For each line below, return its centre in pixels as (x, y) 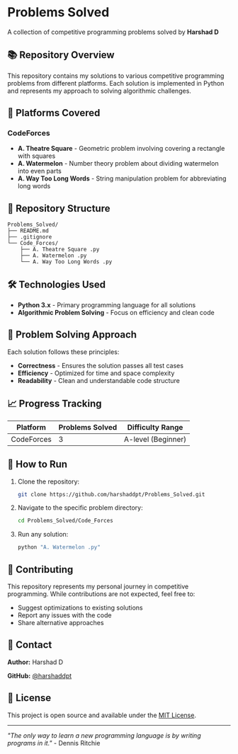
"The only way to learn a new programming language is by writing (104, 735)
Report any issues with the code (64, 615)
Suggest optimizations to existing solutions (80, 607)
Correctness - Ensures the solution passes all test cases (101, 365)
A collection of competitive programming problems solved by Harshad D (113, 32)
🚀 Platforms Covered (54, 113)
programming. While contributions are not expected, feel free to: (101, 594)
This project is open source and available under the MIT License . (102, 715)
